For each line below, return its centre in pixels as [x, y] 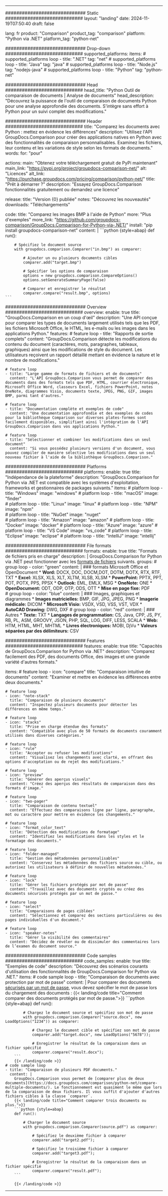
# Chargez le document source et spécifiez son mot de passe [88, 1013]
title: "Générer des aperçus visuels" [50, 779]
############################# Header [54, 121]
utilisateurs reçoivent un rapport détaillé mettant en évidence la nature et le [82, 355]
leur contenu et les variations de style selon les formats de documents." [79, 148]
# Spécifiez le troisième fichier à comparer [80, 1149]
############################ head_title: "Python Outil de [73, 90]
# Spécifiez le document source [48, 245]
